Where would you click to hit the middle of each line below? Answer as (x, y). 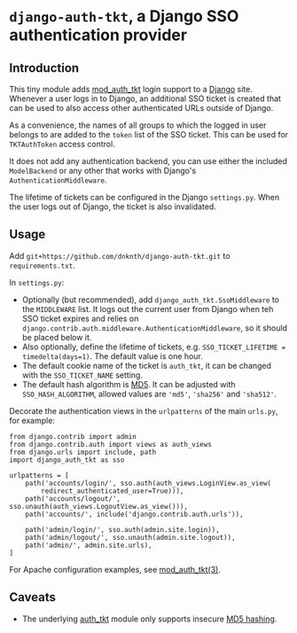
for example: (32, 420)
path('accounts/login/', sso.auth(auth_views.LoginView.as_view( (148, 483)
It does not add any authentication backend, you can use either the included (148, 161)
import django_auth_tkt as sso (67, 460)
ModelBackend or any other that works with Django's (103, 171)
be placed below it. (57, 337)
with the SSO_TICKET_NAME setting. (82, 375)
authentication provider (98, 35)
